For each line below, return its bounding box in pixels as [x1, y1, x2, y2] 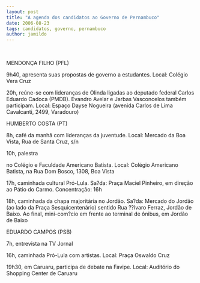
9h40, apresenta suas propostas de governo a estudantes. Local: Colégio [6, 71, 188, 78]
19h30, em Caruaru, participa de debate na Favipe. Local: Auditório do [6, 263, 180, 271]
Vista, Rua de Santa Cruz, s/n [6, 138, 79, 145]
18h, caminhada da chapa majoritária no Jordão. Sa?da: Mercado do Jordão [6, 197, 194, 205]
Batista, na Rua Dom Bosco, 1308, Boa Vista [6, 168, 115, 175]
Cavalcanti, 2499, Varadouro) [6, 108, 79, 116]
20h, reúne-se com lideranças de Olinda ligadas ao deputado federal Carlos [6, 89, 195, 96]
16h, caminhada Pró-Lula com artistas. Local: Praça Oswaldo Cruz [6, 252, 170, 259]
